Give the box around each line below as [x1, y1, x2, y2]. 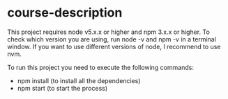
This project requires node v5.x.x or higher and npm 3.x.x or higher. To [7, 28, 211, 36]
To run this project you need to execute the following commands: [7, 63, 194, 71]
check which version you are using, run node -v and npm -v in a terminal [7, 35, 216, 43]
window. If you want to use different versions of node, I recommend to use [7, 42, 221, 51]
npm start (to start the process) [17, 84, 108, 92]
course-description [7, 5, 123, 21]
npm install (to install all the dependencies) [17, 76, 141, 84]
